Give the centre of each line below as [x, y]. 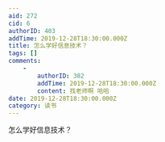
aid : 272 [23, 16]
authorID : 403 [32, 31]
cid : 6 [19, 23]
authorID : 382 [61, 76]
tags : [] [23, 53]
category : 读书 [33, 106]
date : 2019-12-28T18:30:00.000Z [62, 98]
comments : [25, 61]
